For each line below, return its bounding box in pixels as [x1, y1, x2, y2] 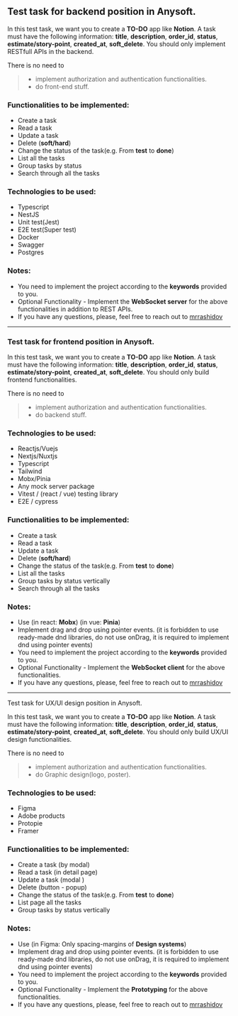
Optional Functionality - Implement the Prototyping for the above [17, 985, 208, 993]
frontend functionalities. [7, 376, 77, 384]
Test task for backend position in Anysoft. [7, 6, 196, 18]
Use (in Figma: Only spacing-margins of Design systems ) [17, 939, 187, 948]
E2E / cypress [17, 497, 59, 506]
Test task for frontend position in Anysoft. [7, 337, 154, 347]
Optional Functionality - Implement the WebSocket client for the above [17, 663, 225, 671]
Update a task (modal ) [17, 875, 85, 884]
